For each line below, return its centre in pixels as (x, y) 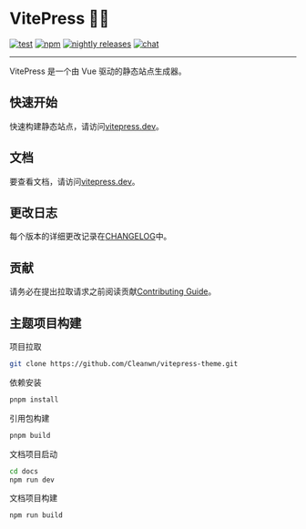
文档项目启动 (33, 453)
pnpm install (34, 400)
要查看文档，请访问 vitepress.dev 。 (75, 181)
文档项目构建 (33, 498)
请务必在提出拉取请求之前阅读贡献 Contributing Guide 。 (113, 291)
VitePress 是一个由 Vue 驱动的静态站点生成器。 (98, 71)
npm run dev (32, 480)
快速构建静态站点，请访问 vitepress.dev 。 (87, 126)
